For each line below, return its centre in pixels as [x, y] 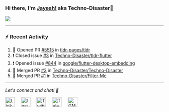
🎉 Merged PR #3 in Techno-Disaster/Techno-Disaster [68, 70]
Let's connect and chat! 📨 [32, 90]
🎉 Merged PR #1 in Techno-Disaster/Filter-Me [59, 76]
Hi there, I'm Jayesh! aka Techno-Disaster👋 [59, 8]
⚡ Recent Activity [27, 37]
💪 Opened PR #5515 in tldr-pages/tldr [51, 49]
